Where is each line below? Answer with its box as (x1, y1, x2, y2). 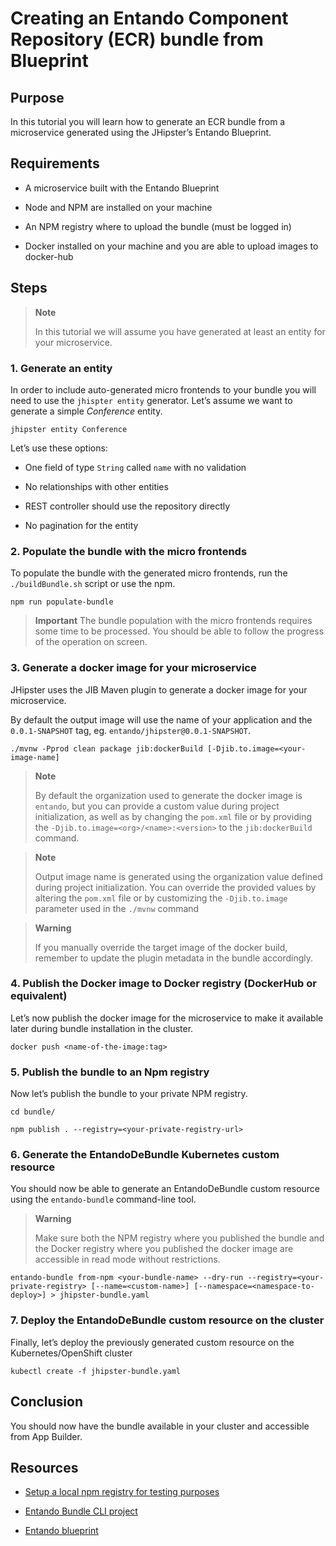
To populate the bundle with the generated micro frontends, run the (10, 567, 288, 579)
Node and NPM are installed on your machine (24, 201, 213, 213)
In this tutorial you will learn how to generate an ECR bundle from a (10, 116, 286, 127)
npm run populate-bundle (10, 597, 114, 607)
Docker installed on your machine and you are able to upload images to (24, 240, 319, 252)
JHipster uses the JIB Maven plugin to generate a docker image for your (10, 683, 308, 696)
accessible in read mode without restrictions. (34, 1253, 221, 1266)
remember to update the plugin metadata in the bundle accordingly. (34, 952, 314, 964)
